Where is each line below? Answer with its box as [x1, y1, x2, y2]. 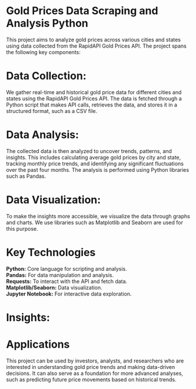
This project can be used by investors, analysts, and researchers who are [6, 357, 184, 364]
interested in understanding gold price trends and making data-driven [6, 363, 175, 370]
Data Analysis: [6, 128, 79, 142]
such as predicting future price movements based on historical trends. [6, 375, 177, 383]
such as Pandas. [6, 172, 46, 179]
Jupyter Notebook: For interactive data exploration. [6, 290, 132, 297]
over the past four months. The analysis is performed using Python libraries [6, 166, 190, 173]
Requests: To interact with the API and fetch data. [6, 278, 128, 285]
